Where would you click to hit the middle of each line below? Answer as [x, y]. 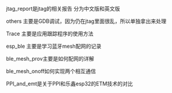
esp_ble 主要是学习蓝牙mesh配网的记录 [54, 46]
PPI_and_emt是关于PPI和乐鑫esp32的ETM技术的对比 [70, 84]
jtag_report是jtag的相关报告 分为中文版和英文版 [63, 9]
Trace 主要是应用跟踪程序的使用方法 [50, 34]
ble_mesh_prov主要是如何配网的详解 [50, 59]
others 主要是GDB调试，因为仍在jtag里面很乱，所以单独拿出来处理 [86, 21]
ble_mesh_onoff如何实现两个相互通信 [51, 71]
